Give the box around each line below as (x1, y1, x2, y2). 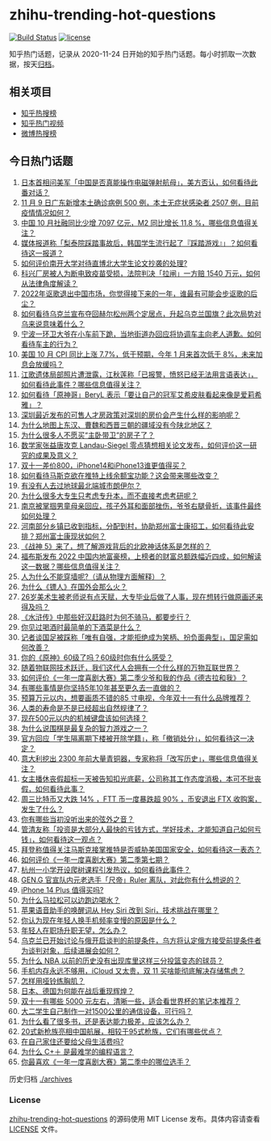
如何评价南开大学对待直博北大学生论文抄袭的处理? (20, 258, 188, 268)
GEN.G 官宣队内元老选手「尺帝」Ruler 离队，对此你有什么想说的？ (20, 875, 241, 885)
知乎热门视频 (20, 118, 64, 128)
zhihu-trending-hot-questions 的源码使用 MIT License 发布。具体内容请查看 (9, 1114, 261, 1123)
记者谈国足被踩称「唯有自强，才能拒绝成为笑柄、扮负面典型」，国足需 (20, 632, 251, 642)
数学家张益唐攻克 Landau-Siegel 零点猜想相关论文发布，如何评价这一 (20, 440, 250, 450)
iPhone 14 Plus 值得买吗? (20, 885, 104, 894)
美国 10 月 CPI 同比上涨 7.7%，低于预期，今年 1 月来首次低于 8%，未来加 (20, 349, 263, 359)
